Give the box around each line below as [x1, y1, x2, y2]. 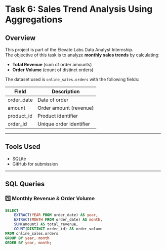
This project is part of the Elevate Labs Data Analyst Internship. [5, 47, 133, 52]
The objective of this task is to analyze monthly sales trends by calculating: [5, 52, 160, 58]
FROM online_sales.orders [5, 231, 58, 236]
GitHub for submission [12, 161, 58, 167]
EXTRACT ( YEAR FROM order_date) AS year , [14, 212, 98, 218]
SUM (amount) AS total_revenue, [14, 222, 79, 227]
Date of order [37, 96, 69, 103]
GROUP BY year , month [5, 236, 50, 241]
